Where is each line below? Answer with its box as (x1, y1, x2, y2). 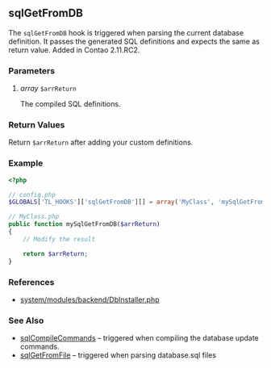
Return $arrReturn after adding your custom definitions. (8, 137, 194, 148)
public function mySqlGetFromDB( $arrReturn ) (8, 220, 161, 228)
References (8, 276, 55, 287)
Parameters (8, 65, 55, 76)
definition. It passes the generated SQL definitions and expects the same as (8, 36, 261, 46)
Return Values (8, 119, 65, 131)
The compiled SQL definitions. (19, 99, 121, 109)
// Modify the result (23, 235, 95, 243)
